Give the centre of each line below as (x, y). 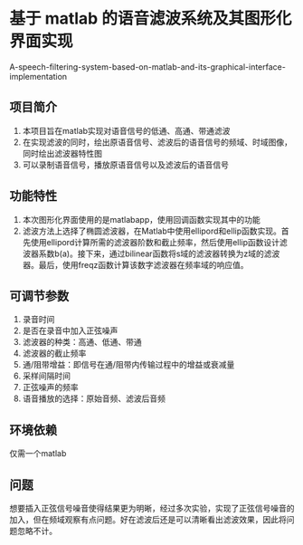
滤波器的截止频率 (54, 353)
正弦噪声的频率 (50, 387)
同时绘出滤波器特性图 (62, 153)
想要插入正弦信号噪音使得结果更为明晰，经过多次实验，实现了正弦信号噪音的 (152, 508)
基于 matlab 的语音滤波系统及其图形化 (151, 19)
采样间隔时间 (46, 376)
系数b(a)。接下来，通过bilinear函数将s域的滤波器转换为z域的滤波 (159, 253)
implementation (38, 76)
